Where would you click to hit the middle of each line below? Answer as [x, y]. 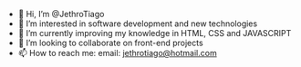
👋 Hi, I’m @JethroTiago [61, 14]
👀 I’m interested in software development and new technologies [138, 24]
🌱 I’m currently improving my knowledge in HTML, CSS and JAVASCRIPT [155, 33]
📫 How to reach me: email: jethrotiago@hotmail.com [117, 53]
